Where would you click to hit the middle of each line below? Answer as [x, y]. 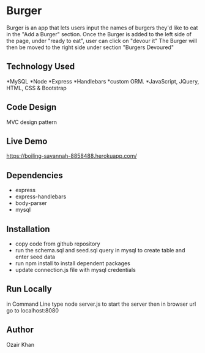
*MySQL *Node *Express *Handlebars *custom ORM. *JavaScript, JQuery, [103, 81]
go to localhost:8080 [33, 310]
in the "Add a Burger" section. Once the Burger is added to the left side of [99, 34]
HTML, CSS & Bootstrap [37, 88]
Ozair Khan [20, 344]
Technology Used [41, 67]
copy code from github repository [58, 244]
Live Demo [27, 141]
